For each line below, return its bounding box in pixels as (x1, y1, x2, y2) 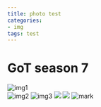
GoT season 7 (7, 61, 89, 76)
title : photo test (7, 10, 61, 18)
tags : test (7, 30, 40, 37)
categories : (7, 17, 42, 24)
